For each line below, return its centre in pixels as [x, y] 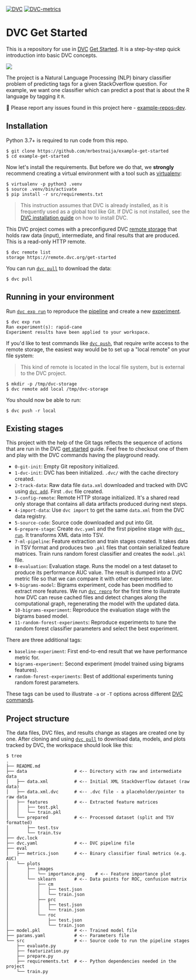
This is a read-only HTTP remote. [46, 241]
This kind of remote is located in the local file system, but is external [102, 367]
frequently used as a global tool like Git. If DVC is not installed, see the [105, 211]
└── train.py [32, 972]
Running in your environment [60, 297]
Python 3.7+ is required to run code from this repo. [67, 140]
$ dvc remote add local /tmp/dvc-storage [57, 389]
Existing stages [35, 428]
